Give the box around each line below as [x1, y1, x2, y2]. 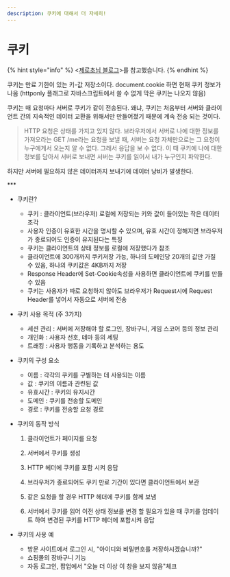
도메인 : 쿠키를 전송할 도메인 [27, 396, 103, 405]
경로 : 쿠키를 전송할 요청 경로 [27, 405, 104, 413]
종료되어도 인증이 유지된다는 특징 [34, 235, 123, 244]
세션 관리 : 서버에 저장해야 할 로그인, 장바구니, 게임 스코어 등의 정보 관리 [27, 324, 219, 333]
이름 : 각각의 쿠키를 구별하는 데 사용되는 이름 [27, 370, 146, 379]
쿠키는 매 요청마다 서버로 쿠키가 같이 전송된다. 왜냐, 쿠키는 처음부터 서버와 [7, 104, 204, 112]
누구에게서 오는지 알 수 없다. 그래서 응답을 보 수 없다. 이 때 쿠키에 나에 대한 [23, 143, 222, 152]
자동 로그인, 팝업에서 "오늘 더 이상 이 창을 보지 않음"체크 [27, 562, 177, 570]
